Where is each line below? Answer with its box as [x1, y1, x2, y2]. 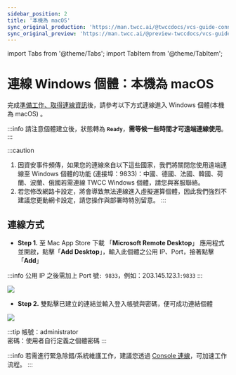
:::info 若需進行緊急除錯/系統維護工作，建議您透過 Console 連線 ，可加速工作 [7, 352, 228, 359]
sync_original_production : [7, 23, 86, 30]
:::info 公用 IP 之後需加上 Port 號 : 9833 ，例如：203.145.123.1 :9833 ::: [7, 271, 203, 279]
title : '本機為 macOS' [7, 17, 71, 24]
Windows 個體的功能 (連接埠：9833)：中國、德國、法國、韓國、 [31, 170, 218, 178]
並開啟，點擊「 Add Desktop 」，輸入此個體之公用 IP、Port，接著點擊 [17, 247, 214, 256]
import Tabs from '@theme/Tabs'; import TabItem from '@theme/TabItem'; [7, 49, 223, 58]
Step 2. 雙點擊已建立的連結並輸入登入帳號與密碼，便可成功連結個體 [17, 300, 213, 307]
